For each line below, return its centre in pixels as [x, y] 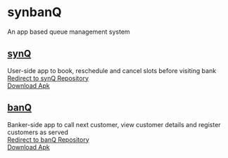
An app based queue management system [69, 32]
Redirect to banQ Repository [48, 139]
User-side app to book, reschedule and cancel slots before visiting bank [112, 70]
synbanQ [34, 12]
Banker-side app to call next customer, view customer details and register [114, 124]
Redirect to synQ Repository [48, 78]
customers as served [38, 132]
